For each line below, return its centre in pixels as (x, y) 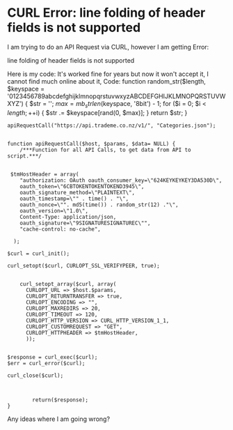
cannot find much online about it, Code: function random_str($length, (107, 81)
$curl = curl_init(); (39, 253)
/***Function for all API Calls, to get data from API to (105, 150)
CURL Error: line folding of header (106, 13)
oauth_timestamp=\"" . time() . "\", (74, 199)
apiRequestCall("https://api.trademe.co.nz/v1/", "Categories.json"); (112, 125)
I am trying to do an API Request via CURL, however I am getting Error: (108, 47)
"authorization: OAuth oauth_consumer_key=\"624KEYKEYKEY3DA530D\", (121, 180)
